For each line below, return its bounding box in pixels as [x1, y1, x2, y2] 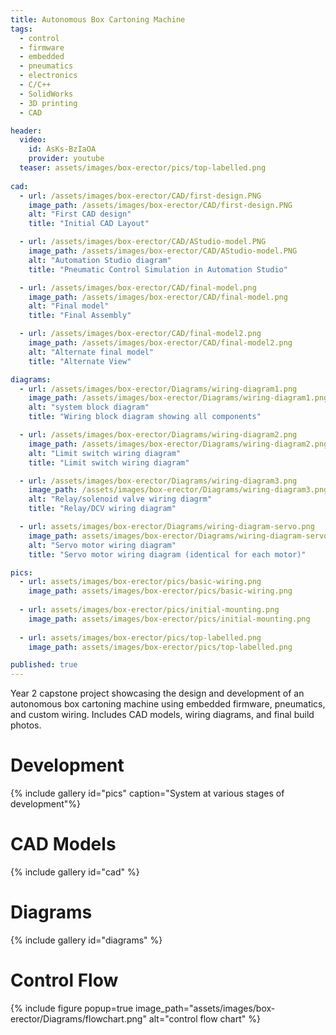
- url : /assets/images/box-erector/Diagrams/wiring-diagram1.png [19, 384, 298, 394]
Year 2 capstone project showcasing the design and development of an [10, 687, 305, 700]
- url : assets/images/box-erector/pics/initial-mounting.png [19, 605, 280, 615]
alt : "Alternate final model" [28, 347, 155, 357]
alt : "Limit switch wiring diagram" [28, 448, 182, 458]
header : [10, 126, 43, 136]
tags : [10, 24, 33, 34]
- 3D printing [19, 98, 78, 108]
